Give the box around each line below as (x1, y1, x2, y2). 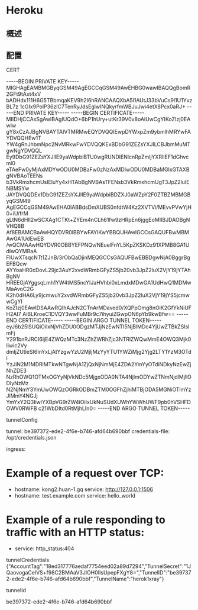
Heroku (6, 4, 43, 17)
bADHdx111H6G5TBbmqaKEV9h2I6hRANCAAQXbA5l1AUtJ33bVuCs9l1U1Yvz (6, 97, 193, 104)
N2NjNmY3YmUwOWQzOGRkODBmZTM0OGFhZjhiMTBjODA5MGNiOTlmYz (6, 386, 191, 393)
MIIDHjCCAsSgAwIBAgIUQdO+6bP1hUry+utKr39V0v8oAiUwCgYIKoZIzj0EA (6, 116, 191, 123)
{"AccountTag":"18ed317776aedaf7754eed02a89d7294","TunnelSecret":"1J (6, 563, 191, 570)
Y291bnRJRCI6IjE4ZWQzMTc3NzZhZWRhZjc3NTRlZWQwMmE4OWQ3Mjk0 (6, 335, 191, 343)
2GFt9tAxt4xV (6, 91, 41, 98)
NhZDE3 (6, 367, 27, 375)
